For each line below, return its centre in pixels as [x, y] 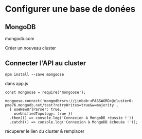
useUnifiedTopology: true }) [43, 113]
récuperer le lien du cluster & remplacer [45, 131]
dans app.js [17, 83]
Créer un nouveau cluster [31, 48]
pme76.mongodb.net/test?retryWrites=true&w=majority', [62, 105]
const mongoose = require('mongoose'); [45, 92]
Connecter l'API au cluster [45, 63]
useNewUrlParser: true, [38, 109]
